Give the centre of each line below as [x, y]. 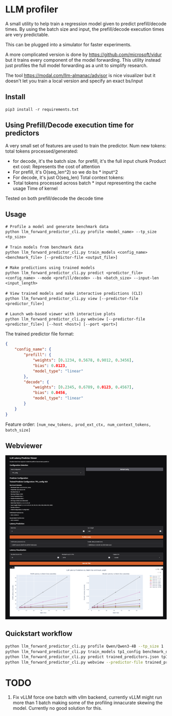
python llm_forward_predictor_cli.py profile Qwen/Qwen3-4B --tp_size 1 [84, 646]
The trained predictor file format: [40, 334]
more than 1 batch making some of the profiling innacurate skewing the [88, 703]
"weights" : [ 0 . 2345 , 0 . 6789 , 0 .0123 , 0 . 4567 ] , [83, 387]
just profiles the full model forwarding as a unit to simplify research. [77, 65]
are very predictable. [27, 34]
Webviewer [24, 446]
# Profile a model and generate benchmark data [57, 227]
